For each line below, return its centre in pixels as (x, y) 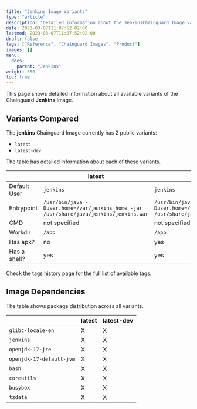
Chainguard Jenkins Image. (40, 100)
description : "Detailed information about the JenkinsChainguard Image (95, 22)
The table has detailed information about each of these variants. (84, 162)
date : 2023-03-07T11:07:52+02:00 (47, 28)
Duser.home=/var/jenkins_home (85, 208)
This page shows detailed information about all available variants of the (92, 94)
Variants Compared (43, 118)
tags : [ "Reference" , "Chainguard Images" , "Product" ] (73, 45)
